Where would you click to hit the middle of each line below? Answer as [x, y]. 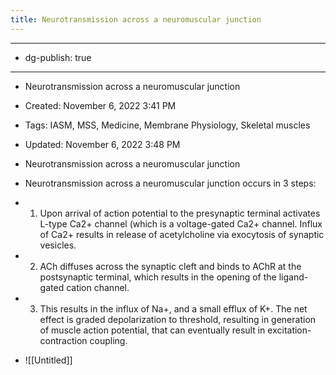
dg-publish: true [58, 57]
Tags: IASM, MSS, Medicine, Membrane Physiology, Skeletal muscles [167, 125]
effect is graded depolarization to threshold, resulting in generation [178, 319]
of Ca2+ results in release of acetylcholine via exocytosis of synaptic [182, 234]
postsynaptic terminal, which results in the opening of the [158, 277]
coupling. [108, 340]
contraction [63, 340]
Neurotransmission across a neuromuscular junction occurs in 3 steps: [170, 183]
